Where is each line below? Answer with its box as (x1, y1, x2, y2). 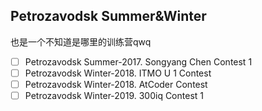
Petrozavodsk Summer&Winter (10, 8, 207, 25)
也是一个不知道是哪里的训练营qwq (10, 35, 152, 48)
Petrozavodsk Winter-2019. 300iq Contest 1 (24, 90, 204, 101)
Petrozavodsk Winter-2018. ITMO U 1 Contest (24, 67, 212, 79)
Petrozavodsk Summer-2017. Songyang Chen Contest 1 (24, 55, 253, 68)
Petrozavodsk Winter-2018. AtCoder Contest (24, 78, 208, 90)
